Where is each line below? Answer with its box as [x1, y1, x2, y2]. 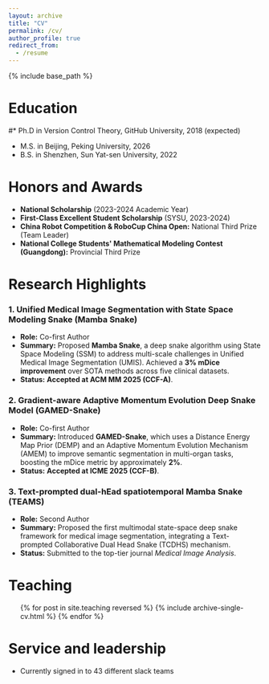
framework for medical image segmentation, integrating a [19, 531, 210, 540]
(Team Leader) [19, 230, 70, 239]
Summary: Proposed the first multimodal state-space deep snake [19, 523, 238, 532]
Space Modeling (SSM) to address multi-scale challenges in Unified [19, 349, 245, 359]
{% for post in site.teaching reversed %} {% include [19, 603, 192, 613]
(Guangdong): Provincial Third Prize [19, 246, 141, 257]
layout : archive [8, 11, 63, 20]
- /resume [15, 49, 48, 57]
